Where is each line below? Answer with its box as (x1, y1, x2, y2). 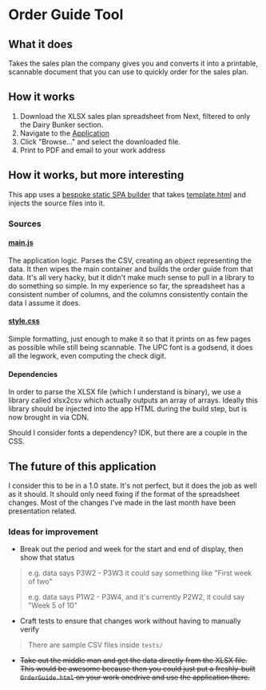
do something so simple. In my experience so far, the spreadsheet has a (8, 281, 245, 291)
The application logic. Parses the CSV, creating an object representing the (8, 256, 252, 265)
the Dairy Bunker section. (19, 120, 104, 129)
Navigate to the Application (19, 128, 110, 137)
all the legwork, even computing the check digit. (8, 351, 167, 360)
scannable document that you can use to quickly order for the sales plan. (8, 67, 249, 77)
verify (19, 625, 40, 634)
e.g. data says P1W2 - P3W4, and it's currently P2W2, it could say (27, 593, 245, 602)
